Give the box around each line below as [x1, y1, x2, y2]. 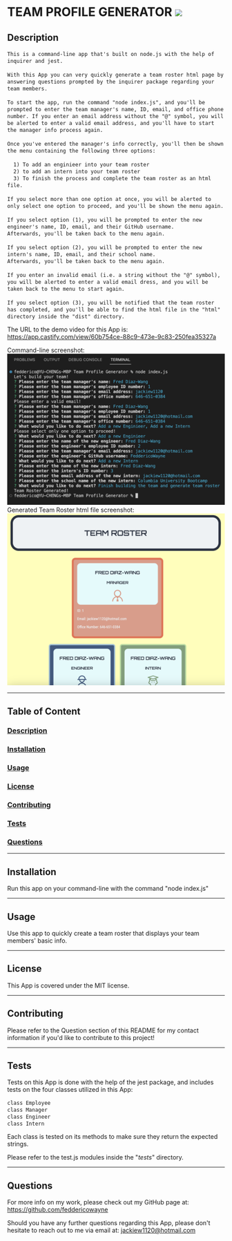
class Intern [7, 1120, 45, 1128]
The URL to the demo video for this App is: [7, 325, 128, 334]
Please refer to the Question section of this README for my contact [7, 1026, 199, 1035]
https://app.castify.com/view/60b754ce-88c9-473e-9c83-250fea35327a [7, 333, 216, 340]
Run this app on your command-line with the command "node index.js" [7, 885, 209, 893]
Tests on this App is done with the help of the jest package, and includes [7, 1078, 214, 1086]
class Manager [7, 1106, 48, 1114]
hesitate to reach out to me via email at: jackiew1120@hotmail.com [7, 1226, 196, 1235]
